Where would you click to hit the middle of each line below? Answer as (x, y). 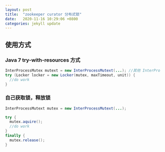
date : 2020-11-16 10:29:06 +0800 (42, 19)
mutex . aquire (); (26, 122)
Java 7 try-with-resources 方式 (43, 60)
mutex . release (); (27, 140)
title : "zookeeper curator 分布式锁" (44, 14)
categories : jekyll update (33, 23)
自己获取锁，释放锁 (28, 98)
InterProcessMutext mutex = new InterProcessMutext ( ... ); (66, 108)
